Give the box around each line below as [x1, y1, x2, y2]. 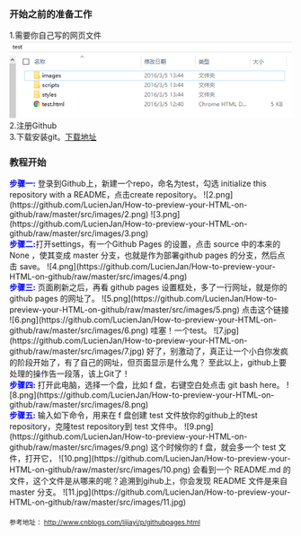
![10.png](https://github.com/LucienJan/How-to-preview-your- [58, 453, 291, 463]
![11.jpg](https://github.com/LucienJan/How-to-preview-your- [62, 487, 291, 497]
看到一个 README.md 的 [200, 464, 292, 475]
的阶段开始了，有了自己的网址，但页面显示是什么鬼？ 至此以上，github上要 [9, 356, 288, 367]
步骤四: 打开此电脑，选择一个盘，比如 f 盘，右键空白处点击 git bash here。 [9, 379, 285, 390]
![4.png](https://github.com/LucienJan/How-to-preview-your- [46, 260, 276, 271]
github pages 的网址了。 [9, 293, 101, 303]
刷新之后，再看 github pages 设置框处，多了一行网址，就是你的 [53, 281, 288, 293]
